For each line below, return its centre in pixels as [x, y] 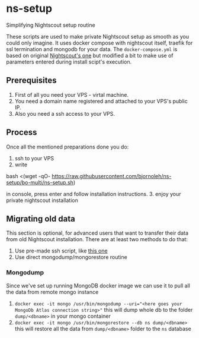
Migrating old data [41, 219]
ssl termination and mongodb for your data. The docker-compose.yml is [92, 49]
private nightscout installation [42, 200]
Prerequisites [31, 80]
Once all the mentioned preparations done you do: [68, 147]
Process [22, 132]
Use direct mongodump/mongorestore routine [71, 257]
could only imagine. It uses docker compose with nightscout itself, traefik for [99, 43]
